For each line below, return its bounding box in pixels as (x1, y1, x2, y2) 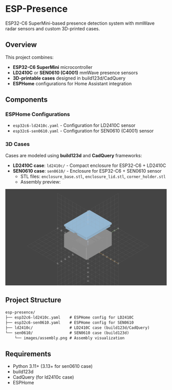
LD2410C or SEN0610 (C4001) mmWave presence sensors (12, 69, 138, 76)
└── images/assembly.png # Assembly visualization (14, 336, 125, 341)
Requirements (5, 349, 51, 358)
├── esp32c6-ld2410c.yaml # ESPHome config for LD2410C (5, 315, 134, 320)
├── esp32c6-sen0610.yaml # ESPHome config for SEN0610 (5, 320, 134, 325)
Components (5, 96, 48, 104)
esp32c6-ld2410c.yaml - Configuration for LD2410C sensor (12, 122, 136, 128)
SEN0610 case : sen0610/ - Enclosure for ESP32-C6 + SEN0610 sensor (12, 168, 162, 174)
